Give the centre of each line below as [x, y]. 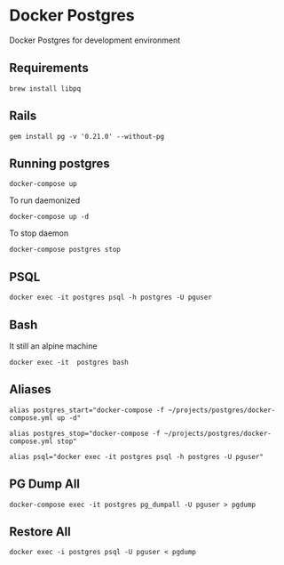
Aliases [30, 389]
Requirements [49, 68]
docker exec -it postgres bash [69, 362]
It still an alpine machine [53, 346]
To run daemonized [45, 200]
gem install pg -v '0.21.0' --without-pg [87, 136]
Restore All [40, 532]
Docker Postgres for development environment [95, 40]
